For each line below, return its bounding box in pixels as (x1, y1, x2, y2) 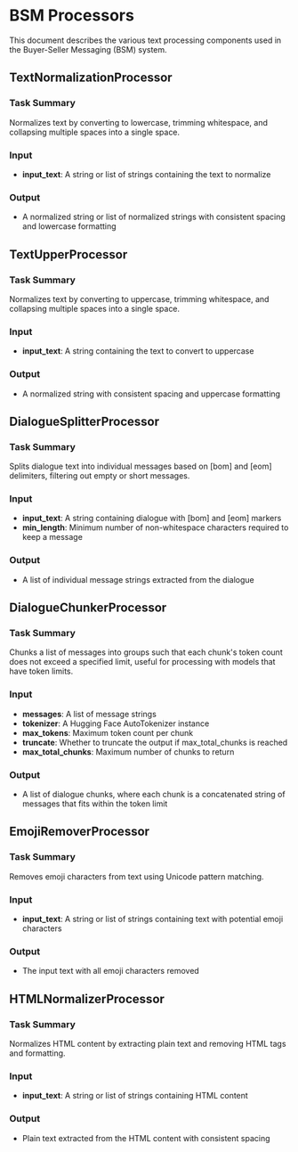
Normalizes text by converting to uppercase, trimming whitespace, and (9, 293, 270, 304)
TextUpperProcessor (9, 247, 128, 262)
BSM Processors (9, 5, 135, 26)
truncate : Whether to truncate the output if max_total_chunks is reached (21, 737, 288, 748)
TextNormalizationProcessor (9, 70, 173, 86)
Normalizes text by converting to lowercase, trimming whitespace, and (9, 117, 269, 127)
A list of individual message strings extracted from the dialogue (21, 574, 255, 584)
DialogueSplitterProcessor (9, 413, 160, 429)
